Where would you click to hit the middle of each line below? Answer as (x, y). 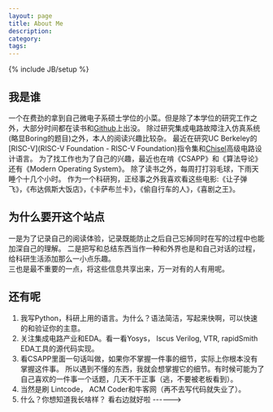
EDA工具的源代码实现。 (59, 348)
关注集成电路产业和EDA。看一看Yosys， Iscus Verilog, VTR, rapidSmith (139, 338)
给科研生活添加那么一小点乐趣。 (62, 258)
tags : (17, 46)
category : (25, 39)
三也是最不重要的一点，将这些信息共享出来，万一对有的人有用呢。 (119, 268)
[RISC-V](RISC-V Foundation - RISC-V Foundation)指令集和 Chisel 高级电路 (132, 148)
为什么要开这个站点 (56, 217)
